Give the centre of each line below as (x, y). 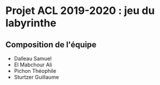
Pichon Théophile (35, 71)
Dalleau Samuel (33, 59)
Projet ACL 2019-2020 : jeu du (80, 11)
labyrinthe (31, 23)
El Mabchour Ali (33, 65)
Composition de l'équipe (51, 45)
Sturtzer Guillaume (36, 77)
